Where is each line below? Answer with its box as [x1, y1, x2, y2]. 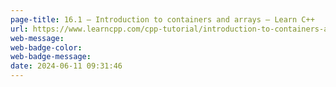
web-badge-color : [10, 42, 83, 53]
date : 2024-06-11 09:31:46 [10, 61, 123, 71]
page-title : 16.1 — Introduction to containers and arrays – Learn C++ [10, 14, 315, 25]
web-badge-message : [10, 52, 92, 62]
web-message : [10, 33, 65, 43]
